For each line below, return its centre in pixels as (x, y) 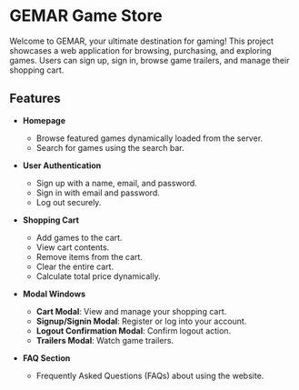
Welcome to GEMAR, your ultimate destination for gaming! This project (142, 41)
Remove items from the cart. (90, 256)
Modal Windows (54, 294)
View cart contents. (73, 247)
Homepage (44, 120)
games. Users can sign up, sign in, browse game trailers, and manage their (149, 60)
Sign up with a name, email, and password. (116, 183)
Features (35, 99)
